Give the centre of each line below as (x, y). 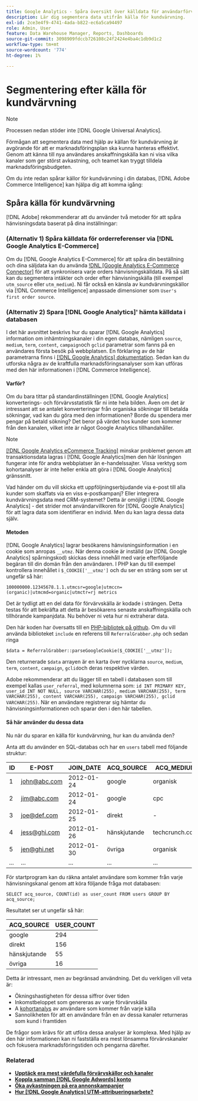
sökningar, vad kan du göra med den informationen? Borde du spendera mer (99, 415)
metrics (108, 593)
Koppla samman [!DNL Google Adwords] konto (73, 1079)
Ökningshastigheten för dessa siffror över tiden (72, 996)
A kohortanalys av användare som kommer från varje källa (85, 1008)
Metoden (17, 532)
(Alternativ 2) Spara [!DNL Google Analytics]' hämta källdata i (96, 312)
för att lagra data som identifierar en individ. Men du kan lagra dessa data (95, 512)
